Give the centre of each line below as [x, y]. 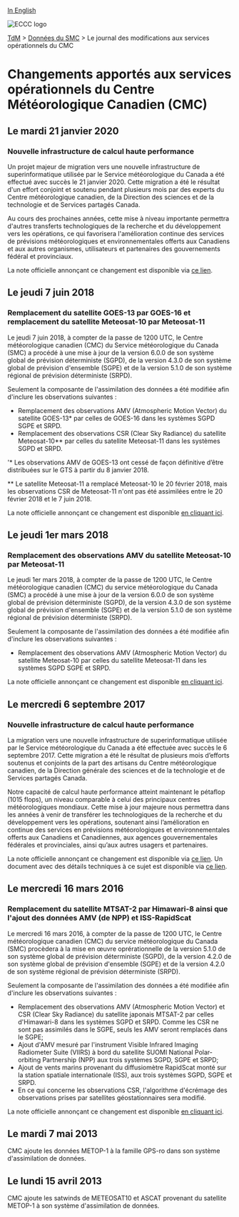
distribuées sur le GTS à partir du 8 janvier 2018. [78, 469]
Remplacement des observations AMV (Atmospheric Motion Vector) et [121, 1007]
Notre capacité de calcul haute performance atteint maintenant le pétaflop [116, 792]
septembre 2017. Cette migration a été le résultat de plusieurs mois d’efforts [118, 755]
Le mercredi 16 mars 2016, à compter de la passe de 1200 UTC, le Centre [115, 933]
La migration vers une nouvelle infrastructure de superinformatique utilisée [117, 740]
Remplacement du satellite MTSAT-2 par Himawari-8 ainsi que [118, 909]
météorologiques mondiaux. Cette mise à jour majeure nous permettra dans [118, 807]
